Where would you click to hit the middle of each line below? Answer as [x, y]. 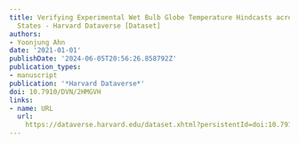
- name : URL [31, 108]
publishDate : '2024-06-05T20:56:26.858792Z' [93, 59]
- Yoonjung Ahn [37, 42]
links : [21, 100]
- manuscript [33, 75]
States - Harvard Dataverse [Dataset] [89, 26]
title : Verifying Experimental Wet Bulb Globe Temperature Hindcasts [141, 17]
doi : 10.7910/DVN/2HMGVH [55, 91]
